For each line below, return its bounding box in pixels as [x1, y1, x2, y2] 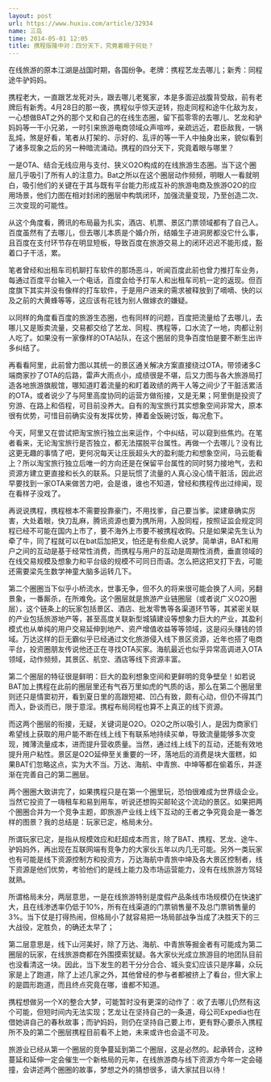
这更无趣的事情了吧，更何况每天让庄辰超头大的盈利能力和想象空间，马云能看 [8, 448, 263, 458]
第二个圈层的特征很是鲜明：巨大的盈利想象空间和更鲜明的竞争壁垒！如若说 [8, 672, 256, 682]
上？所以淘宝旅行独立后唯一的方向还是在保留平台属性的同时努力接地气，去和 [8, 459, 263, 468]
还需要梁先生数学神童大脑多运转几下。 [8, 567, 135, 577]
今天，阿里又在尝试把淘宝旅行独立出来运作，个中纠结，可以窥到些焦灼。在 [8, 428, 256, 437]
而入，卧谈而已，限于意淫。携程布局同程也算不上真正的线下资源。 [8, 702, 227, 712]
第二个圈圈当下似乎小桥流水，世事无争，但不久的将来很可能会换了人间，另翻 [8, 584, 263, 594]
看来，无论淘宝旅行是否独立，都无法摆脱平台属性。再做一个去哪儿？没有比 [15, 438, 263, 448]
